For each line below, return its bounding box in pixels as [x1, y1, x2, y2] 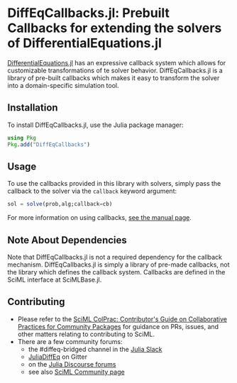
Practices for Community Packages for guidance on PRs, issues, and [17, 322, 219, 331]
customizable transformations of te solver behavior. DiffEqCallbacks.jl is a [7, 66, 224, 74]
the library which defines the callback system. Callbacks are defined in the [7, 268, 226, 276]
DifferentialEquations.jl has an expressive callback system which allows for [7, 58, 226, 67]
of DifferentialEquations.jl [7, 35, 162, 51]
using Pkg [7, 134, 37, 141]
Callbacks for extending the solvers [7, 20, 222, 36]
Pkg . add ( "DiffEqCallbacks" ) [7, 140, 91, 148]
